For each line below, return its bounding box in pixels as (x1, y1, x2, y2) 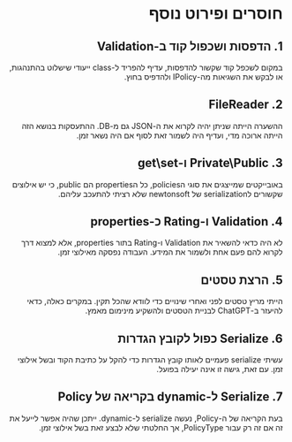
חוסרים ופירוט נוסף (148, 4, 283, 24)
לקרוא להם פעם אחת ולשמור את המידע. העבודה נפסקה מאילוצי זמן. (56, 247, 283, 257)
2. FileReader (208, 97, 283, 112)
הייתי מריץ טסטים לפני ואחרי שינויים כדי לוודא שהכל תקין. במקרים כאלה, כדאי (26, 296, 283, 307)
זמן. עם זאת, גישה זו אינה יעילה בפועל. (156, 364, 283, 375)
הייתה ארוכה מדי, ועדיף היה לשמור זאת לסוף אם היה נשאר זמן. (76, 130, 283, 141)
